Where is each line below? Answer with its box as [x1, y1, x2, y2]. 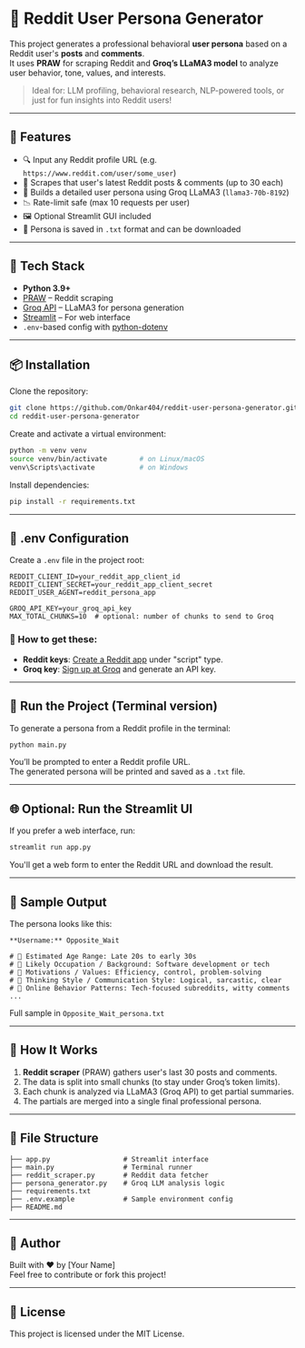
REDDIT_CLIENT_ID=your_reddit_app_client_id [9, 572, 181, 581]
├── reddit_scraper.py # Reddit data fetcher [9, 1171, 209, 1180]
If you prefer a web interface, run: [9, 825, 136, 836]
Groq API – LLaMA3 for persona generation [22, 302, 184, 313]
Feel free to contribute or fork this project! [9, 1269, 166, 1281]
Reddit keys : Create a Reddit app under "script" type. [22, 654, 224, 665]
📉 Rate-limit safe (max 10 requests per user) [22, 196, 191, 207]
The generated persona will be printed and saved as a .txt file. [9, 766, 246, 777]
